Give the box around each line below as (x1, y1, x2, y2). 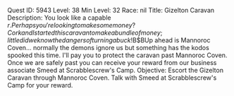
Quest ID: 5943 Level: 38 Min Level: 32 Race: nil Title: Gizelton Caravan (7, 6, 215, 14)
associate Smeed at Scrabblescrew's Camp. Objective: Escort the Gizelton (7, 66, 224, 74)
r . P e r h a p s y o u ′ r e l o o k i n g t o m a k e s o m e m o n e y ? (7, 21, 136, 29)
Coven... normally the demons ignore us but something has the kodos (7, 44, 209, 52)
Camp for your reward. (7, 81, 73, 89)
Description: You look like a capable (7, 13, 111, 22)
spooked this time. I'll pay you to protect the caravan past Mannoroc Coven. (7, 51, 228, 59)
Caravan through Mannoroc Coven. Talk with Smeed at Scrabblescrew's (7, 73, 217, 82)
